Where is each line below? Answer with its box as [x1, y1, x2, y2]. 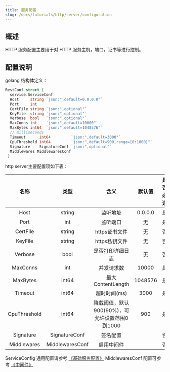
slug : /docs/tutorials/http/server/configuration [5, 12, 112, 17]
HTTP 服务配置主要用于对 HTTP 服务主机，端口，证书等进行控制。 [5, 47, 144, 53]
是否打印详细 [93, 247, 124, 254]
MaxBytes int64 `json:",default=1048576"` [10, 125, 103, 130]
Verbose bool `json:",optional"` [10, 116, 87, 121]
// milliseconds [10, 130, 44, 135]
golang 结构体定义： [5, 77, 48, 84]
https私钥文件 [95, 238, 128, 245]
